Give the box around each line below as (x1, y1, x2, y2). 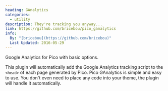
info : (5, 31, 17, 36)
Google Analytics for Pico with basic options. (5, 54, 98, 60)
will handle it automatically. (5, 80, 62, 86)
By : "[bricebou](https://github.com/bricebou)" (10, 36, 112, 41)
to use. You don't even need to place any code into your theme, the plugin (5, 74, 159, 81)
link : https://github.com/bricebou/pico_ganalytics (5, 26, 116, 31)
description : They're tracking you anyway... (5, 21, 102, 27)
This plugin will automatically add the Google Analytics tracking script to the (5, 64, 163, 70)
